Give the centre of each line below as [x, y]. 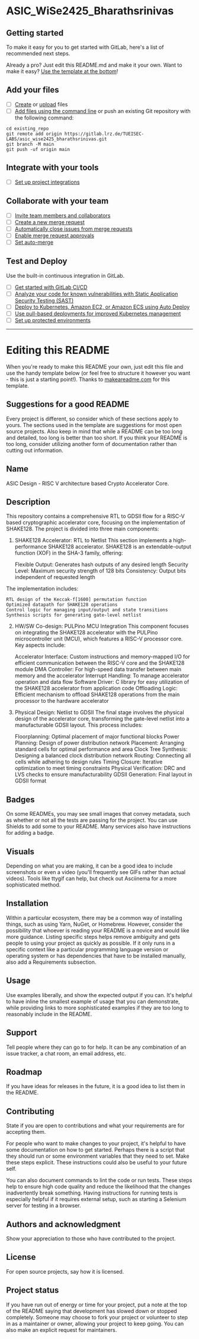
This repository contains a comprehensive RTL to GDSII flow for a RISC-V [96, 516]
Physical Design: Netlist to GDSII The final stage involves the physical [99, 712]
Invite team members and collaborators [62, 215]
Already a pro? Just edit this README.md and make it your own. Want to [94, 65]
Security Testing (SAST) [44, 300]
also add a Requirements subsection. [51, 962]
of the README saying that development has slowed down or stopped [92, 1311]
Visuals [20, 851]
